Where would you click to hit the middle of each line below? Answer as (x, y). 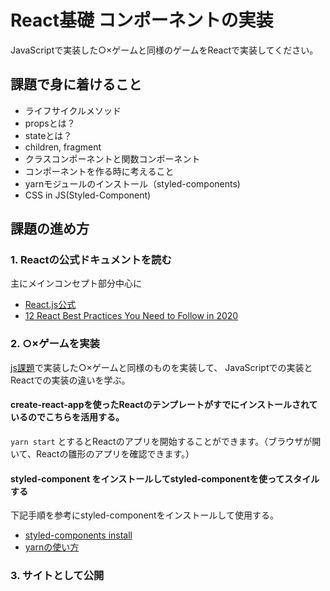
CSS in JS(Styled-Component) (88, 195)
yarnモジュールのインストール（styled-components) (132, 183)
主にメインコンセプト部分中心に (76, 283)
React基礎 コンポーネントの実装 (142, 20)
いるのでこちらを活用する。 (67, 417)
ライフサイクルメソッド (73, 110)
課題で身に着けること (76, 84)
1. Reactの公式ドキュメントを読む (91, 260)
